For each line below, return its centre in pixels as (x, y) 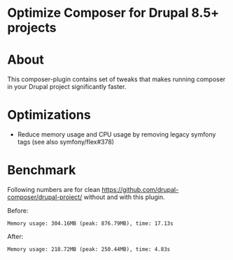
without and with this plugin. (124, 197)
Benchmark (42, 170)
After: (15, 237)
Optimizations (49, 115)
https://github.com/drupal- (140, 190)
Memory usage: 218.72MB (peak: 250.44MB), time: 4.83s (89, 249)
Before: (18, 211)
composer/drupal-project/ (45, 197)
